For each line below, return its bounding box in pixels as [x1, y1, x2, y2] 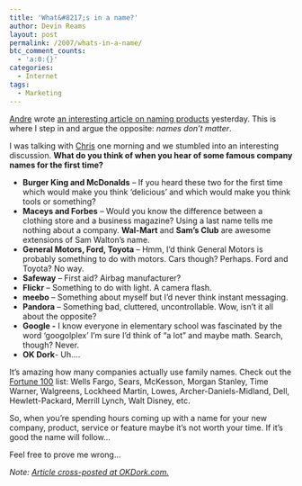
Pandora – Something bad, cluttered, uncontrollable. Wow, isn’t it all [22, 301, 274, 311]
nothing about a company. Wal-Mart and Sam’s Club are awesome [22, 224, 271, 235]
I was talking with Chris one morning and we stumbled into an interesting [9, 140, 280, 151]
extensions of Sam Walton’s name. [22, 234, 150, 245]
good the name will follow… [9, 431, 111, 442]
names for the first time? [9, 159, 103, 170]
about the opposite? [22, 310, 97, 321]
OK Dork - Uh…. [22, 348, 81, 360]
